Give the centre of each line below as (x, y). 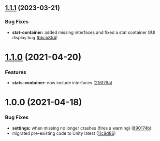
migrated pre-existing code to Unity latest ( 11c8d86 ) (64, 133)
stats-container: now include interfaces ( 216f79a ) (62, 83)
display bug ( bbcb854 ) (35, 37)
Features (16, 72)
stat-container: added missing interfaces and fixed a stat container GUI (84, 32)
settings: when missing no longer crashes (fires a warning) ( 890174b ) (82, 128)
